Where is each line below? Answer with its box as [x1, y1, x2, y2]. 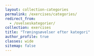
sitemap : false [5, 43, 36, 48]
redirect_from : [5, 16, 36, 21]
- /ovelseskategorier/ [9, 20, 56, 26]
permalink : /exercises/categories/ [5, 12, 77, 17]
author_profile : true [5, 35, 49, 39]
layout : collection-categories [5, 7, 69, 12]
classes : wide [5, 39, 34, 44]
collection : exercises [5, 25, 51, 30]
